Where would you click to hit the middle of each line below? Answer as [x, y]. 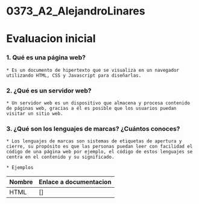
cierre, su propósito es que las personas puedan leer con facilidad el [99, 147]
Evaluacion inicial [51, 39]
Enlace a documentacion [75, 182]
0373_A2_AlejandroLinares [76, 11]
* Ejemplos [20, 168]
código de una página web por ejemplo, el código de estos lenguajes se [99, 152]
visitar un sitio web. [35, 113]
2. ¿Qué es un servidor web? [49, 91]
